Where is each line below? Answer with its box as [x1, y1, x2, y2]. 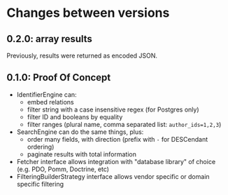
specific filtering [16, 180, 64, 188]
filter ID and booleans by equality [27, 112, 123, 121]
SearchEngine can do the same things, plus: [16, 128, 144, 136]
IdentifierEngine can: [16, 90, 78, 99]
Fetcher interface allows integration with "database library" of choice [16, 157, 216, 166]
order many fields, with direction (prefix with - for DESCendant [27, 135, 208, 143]
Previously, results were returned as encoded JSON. [6, 51, 158, 60]
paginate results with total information [27, 149, 137, 159]
